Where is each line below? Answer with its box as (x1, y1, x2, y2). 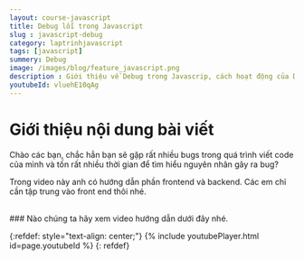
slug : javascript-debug (9, 30, 103, 39)
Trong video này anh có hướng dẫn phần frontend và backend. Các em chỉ (9, 176, 287, 187)
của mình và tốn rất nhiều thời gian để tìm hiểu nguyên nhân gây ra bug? (9, 159, 279, 170)
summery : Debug (9, 55, 67, 64)
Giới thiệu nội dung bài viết (9, 119, 214, 140)
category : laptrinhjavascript (9, 38, 124, 48)
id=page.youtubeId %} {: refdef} (9, 240, 130, 251)
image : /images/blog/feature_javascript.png (9, 64, 180, 73)
